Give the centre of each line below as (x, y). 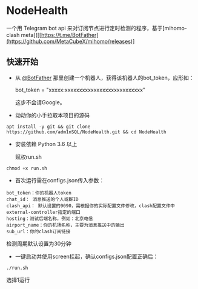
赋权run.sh (28, 157)
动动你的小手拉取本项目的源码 (52, 115)
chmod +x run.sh (27, 168)
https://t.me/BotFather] (70, 35)
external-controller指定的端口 (43, 212)
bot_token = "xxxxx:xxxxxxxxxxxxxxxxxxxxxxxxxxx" (80, 90)
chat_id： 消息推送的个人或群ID (42, 199)
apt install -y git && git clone (48, 127)
